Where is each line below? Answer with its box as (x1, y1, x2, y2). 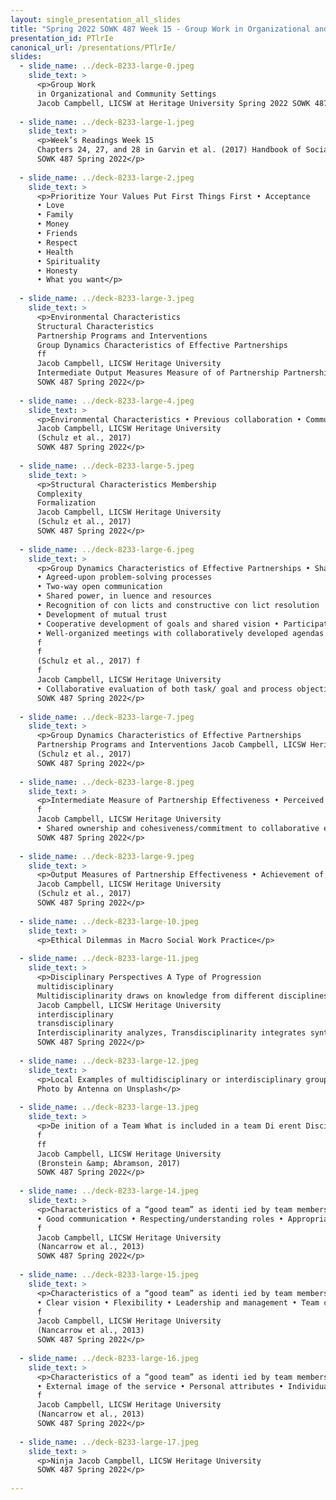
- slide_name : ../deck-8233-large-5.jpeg (19, 461, 195, 471)
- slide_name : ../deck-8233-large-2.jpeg (19, 172, 195, 183)
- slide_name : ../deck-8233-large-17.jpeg (19, 1437, 199, 1447)
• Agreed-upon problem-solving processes (36, 572, 213, 583)
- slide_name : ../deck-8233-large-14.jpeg (19, 1186, 199, 1196)
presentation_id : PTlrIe (10, 33, 114, 43)
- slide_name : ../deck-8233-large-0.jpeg (19, 61, 195, 71)
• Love (36, 201, 65, 211)
